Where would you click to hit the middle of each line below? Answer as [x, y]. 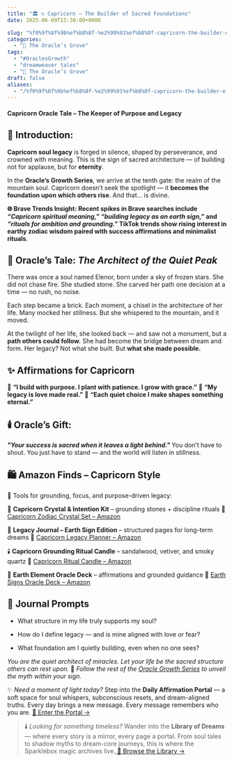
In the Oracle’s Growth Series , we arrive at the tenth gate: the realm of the [114, 180]
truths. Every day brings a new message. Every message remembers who [113, 705]
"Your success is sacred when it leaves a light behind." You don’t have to [115, 445]
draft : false [26, 78]
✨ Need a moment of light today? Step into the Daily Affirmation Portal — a [116, 690]
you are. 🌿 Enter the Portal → [49, 712]
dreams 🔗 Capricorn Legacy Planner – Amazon [74, 537]
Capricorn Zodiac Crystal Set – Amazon [64, 516]
